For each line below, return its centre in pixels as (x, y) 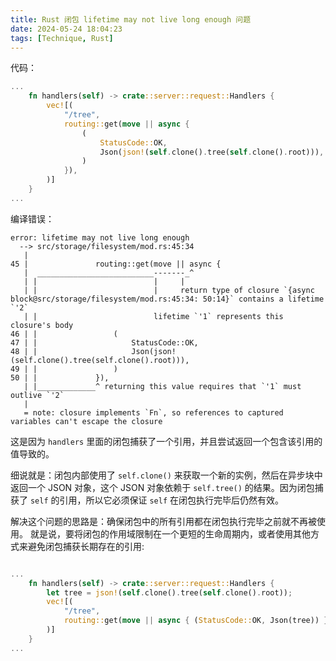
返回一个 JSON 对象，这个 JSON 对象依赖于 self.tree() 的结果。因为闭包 (162, 487)
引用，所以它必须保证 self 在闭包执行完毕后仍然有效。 (172, 500)
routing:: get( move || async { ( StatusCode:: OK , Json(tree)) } (196, 621)
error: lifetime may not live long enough (100, 237)
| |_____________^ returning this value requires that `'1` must (162, 386)
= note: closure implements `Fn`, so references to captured (153, 412)
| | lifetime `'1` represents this (153, 316)
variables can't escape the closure (86, 421)
